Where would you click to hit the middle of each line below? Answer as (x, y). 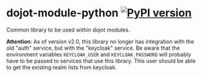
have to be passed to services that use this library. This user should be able (101, 61)
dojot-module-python (62, 13)
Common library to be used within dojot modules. (68, 30)
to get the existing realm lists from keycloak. (61, 67)
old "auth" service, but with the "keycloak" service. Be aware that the (93, 48)
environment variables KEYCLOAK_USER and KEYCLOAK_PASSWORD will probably (99, 54)
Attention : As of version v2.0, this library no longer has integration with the (100, 41)
